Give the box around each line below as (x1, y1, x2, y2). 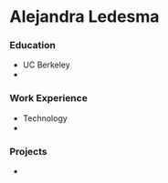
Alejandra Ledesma (9, 6, 160, 27)
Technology (22, 112, 68, 124)
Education (9, 39, 57, 52)
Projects (9, 145, 47, 158)
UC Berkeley (22, 59, 70, 70)
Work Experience (9, 92, 89, 105)
